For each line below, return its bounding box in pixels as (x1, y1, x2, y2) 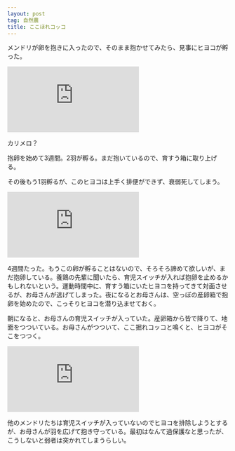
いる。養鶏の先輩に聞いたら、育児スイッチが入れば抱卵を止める (37, 273, 222, 281)
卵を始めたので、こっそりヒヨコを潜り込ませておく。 (7, 299, 160, 308)
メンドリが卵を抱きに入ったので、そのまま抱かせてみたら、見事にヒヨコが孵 (7, 43, 229, 52)
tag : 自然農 (7, 17, 39, 24)
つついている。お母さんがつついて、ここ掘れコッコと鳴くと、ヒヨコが (19, 323, 222, 332)
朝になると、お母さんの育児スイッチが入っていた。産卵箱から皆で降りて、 (7, 314, 222, 323)
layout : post (7, 10, 46, 18)
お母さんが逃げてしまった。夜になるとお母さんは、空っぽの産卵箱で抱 (25, 290, 229, 299)
